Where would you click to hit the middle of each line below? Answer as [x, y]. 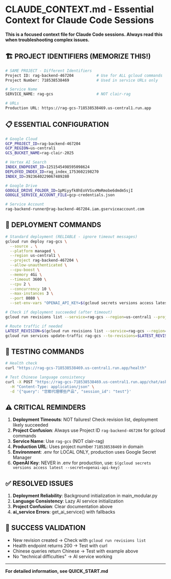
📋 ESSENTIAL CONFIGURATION [57, 125]
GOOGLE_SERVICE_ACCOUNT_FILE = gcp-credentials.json [60, 195]
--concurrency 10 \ [31, 289]
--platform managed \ [33, 251]
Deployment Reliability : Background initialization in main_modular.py [85, 496]
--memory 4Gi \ [26, 274]
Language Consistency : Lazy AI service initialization [68, 501]
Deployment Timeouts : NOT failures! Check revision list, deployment [85, 419]
